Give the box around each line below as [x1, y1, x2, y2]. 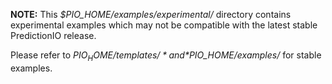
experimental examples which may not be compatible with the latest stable [10, 19, 318, 31]
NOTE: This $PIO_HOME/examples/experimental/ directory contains [10, 9, 292, 20]
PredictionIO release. [10, 30, 97, 41]
